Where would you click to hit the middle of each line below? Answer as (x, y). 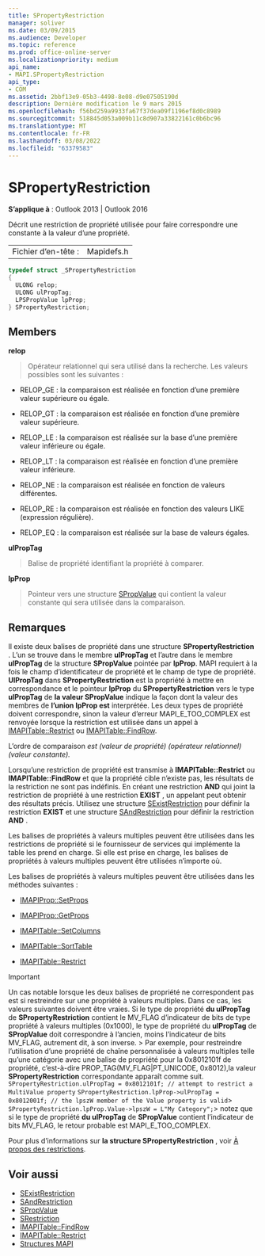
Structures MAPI (46, 1244)
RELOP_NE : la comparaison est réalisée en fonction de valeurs (122, 485)
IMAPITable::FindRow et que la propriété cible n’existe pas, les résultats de (131, 778)
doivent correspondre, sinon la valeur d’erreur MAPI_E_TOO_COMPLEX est (129, 714)
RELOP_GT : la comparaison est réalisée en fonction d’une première (129, 414)
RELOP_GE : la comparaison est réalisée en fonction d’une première (129, 390)
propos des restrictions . (47, 1149)
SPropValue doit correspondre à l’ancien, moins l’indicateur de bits (117, 1034)
